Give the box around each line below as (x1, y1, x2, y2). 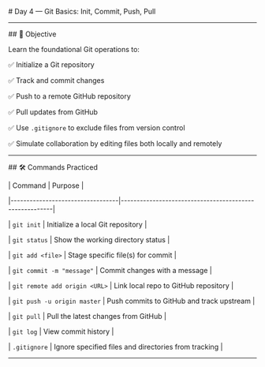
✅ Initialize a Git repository (8, 60, 95, 69)
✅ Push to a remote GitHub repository (8, 92, 132, 101)
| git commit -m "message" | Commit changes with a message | (8, 266, 213, 275)
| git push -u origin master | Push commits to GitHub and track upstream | (8, 296, 256, 305)
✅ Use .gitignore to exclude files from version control (8, 123, 185, 133)
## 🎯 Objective (8, 29, 57, 39)
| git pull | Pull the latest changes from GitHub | (8, 312, 167, 320)
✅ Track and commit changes (8, 76, 105, 85)
